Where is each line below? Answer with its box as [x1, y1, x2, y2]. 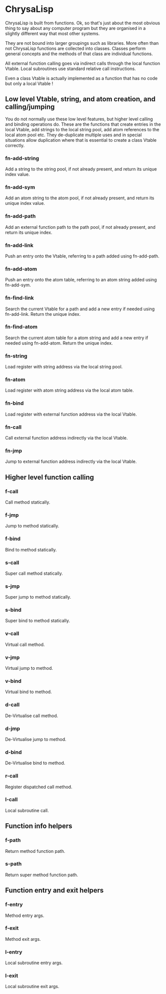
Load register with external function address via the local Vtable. [5, 411, 137, 417]
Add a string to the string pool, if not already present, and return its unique [5, 166, 157, 172]
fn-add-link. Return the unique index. [5, 311, 81, 317]
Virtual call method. [5, 641, 45, 647]
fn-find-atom [5, 323, 38, 330]
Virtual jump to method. [5, 665, 54, 671]
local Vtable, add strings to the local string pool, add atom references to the [5, 126, 160, 132]
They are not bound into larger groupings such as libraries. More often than [5, 40, 159, 46]
